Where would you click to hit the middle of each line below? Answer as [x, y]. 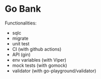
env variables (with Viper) [39, 60]
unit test [21, 43]
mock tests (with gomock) [40, 65]
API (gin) [21, 55]
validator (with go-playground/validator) [54, 71]
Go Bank [23, 9]
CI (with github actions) [37, 49]
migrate [20, 38]
